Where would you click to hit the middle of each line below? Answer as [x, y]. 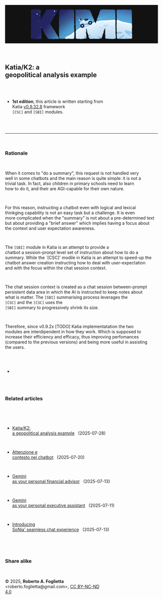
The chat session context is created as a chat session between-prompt [76, 287]
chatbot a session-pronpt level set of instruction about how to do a [72, 253]
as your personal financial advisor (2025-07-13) [61, 481]
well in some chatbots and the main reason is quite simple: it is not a [73, 179]
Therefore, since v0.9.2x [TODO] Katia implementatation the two [69, 327]
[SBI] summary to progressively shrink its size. [52, 308]
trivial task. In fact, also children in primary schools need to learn [70, 183]
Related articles [24, 399]
